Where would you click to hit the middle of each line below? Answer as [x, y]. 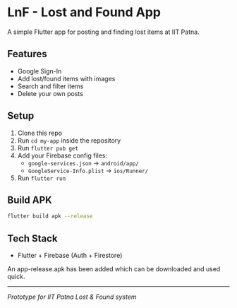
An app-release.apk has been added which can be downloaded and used [114, 269]
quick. [16, 277]
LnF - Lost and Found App [84, 12]
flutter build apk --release [50, 216]
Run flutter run [42, 178]
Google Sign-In [39, 71]
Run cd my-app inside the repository [69, 140]
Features [27, 54]
